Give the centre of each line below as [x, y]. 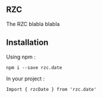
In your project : [26, 79]
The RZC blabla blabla [33, 24]
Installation [27, 43]
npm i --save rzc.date [34, 67]
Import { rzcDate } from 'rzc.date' [51, 89]
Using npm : [21, 57]
